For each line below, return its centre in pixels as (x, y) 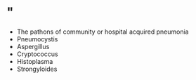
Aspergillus (33, 46)
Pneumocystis (37, 39)
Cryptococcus (37, 54)
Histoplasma (35, 61)
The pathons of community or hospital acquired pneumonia (103, 32)
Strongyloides (37, 69)
